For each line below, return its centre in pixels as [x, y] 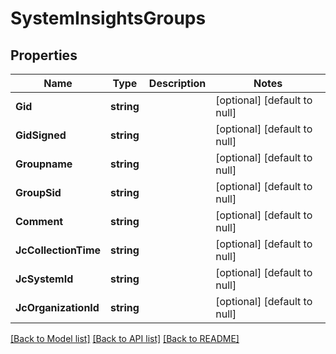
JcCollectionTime [58, 250]
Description [177, 83]
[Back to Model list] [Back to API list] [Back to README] [125, 338]
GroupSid [38, 192]
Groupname [44, 164]
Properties [44, 55]
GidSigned [41, 135]
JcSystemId [44, 279]
